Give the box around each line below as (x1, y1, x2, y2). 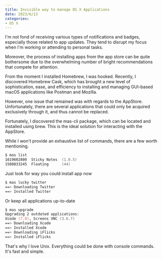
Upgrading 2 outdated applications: (5, 212, 79, 217)
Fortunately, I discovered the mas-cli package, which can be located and (5, 118, 151, 124)
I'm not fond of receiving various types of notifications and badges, (5, 34, 140, 40)
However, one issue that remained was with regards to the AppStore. (5, 98, 143, 105)
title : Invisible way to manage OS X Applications (5, 7, 110, 12)
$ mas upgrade (5, 207, 34, 212)
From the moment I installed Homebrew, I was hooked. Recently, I (5, 74, 136, 79)
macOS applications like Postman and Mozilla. (5, 89, 97, 95)
